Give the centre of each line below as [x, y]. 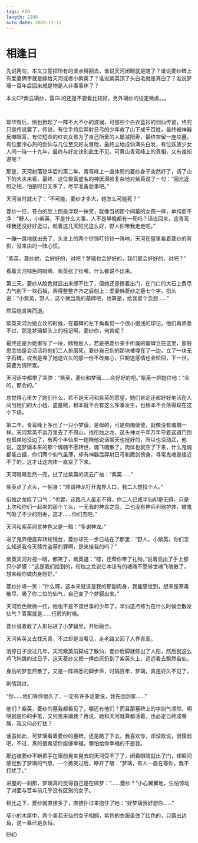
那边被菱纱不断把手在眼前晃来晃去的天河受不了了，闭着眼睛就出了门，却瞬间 [99, 756]
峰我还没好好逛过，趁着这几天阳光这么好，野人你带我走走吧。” [81, 226]
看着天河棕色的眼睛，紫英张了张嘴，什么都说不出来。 [71, 271]
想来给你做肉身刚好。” [32, 574]
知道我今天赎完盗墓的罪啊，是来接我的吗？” [64, 546]
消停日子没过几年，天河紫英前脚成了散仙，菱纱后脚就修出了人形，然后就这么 [99, 651]
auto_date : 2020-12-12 [34, 22]
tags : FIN [18, 11]
